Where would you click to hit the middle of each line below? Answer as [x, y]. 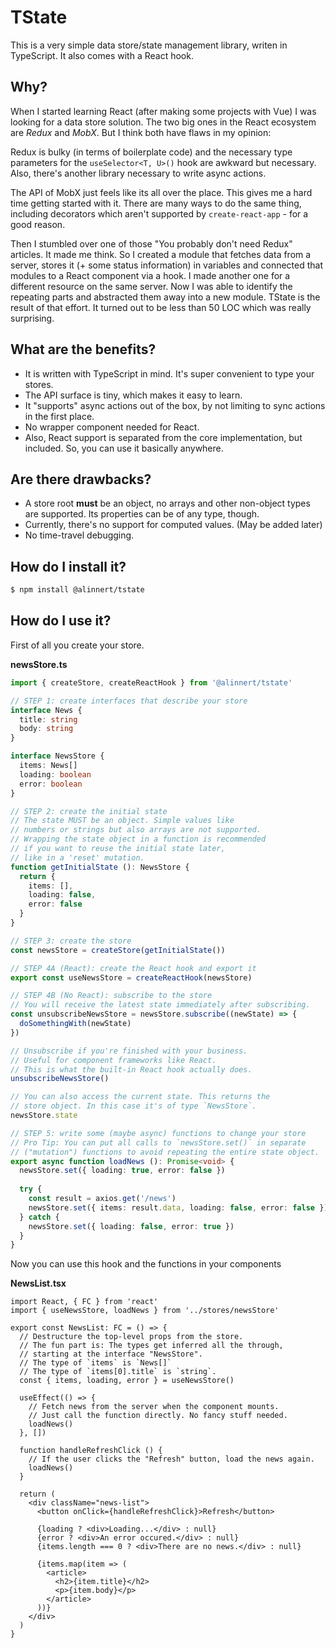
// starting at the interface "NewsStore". [111, 1354]
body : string [46, 729]
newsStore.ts [39, 664]
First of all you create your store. [77, 645]
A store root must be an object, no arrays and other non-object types [167, 503]
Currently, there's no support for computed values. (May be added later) [173, 525]
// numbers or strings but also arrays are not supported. [136, 830]
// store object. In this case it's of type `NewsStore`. [133, 1106]
